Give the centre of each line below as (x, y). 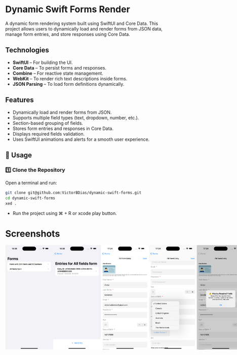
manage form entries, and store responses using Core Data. (68, 34)
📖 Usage (18, 155)
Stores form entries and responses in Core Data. (63, 128)
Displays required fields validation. (49, 134)
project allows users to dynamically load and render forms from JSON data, (84, 28)
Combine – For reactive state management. (58, 73)
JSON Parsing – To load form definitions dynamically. (68, 84)
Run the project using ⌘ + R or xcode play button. (65, 213)
